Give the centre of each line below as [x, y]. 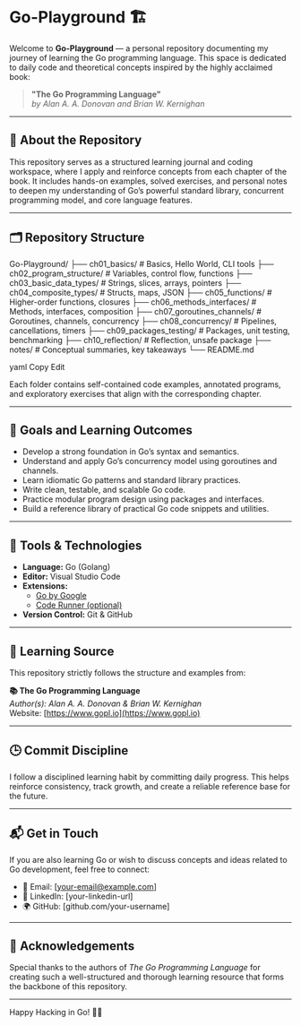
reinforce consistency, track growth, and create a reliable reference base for [150, 786]
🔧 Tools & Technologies [76, 545]
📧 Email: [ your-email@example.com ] [89, 886]
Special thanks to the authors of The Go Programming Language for [135, 968]
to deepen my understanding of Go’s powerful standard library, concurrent [147, 190]
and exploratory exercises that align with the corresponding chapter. [135, 393]
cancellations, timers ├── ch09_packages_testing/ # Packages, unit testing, [150, 330]
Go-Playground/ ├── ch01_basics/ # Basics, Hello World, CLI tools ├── [142, 263]
